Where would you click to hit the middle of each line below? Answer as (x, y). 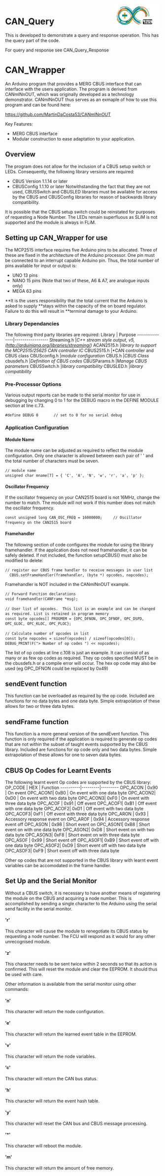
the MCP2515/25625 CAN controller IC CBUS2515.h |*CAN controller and (80, 350)
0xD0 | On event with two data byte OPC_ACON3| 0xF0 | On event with (77, 798)
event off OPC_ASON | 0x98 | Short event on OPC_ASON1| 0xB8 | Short (78, 825)
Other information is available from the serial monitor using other (71, 984)
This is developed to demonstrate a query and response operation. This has (82, 35)
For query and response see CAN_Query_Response (57, 50)
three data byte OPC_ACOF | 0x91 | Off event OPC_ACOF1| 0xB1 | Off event (81, 803)
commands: (17, 989)
